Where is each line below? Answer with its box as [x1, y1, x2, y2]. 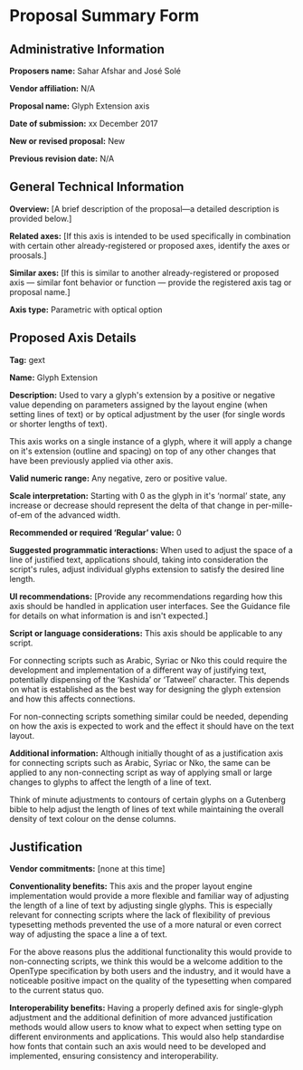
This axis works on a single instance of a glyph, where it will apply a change [9, 435, 292, 446]
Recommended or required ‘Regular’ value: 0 [9, 527, 183, 538]
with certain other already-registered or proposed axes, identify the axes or [9, 240, 290, 251]
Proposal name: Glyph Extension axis [9, 100, 150, 111]
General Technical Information [9, 179, 185, 195]
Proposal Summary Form [9, 5, 200, 26]
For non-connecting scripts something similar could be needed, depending [9, 711, 289, 721]
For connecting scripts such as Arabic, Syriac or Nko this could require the [9, 654, 288, 665]
